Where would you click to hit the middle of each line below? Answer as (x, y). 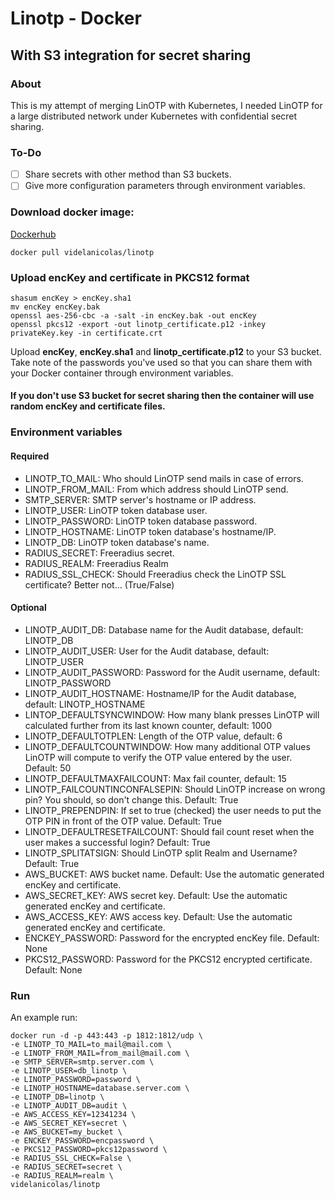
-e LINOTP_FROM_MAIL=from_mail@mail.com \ (100, 1053)
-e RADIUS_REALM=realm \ (62, 1176)
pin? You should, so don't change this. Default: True (131, 799)
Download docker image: (72, 212)
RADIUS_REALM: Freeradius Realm (96, 563)
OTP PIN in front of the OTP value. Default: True (123, 821)
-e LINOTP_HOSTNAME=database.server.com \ (100, 1088)
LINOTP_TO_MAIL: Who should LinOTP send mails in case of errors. (164, 478)
